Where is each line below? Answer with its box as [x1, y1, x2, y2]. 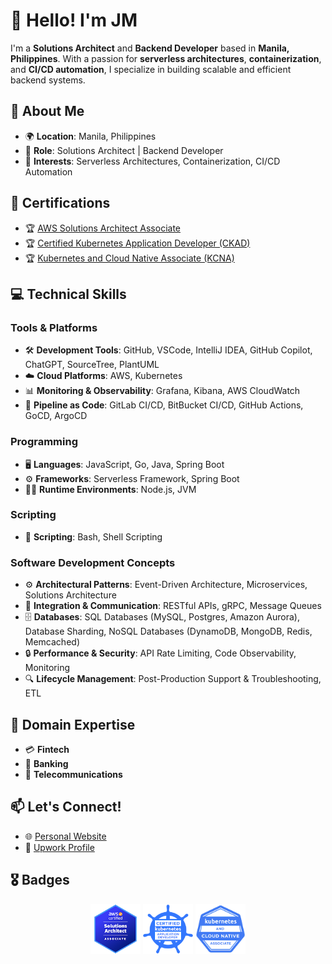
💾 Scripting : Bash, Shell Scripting [24, 530, 163, 543]
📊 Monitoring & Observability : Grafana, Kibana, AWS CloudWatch [24, 385, 301, 397]
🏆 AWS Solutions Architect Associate [24, 222, 181, 234]
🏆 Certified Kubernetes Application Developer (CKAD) [24, 237, 251, 249]
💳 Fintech [24, 743, 70, 755]
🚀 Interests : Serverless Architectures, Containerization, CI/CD [24, 155, 281, 167]
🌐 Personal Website [24, 830, 107, 842]
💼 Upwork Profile [24, 841, 95, 853]
